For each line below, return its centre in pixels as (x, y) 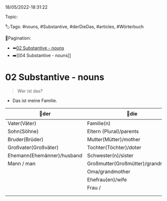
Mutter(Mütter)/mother (114, 139)
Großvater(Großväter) (33, 147)
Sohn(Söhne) (23, 131)
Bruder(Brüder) (26, 139)
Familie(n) (99, 123)
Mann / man (22, 163)
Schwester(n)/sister (110, 155)
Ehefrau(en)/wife (107, 179)
